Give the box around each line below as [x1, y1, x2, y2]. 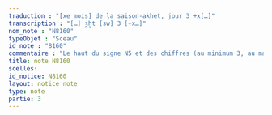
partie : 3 [8, 95, 42, 103]
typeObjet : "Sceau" [8, 34, 79, 43]
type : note [8, 87, 45, 96]
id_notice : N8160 [8, 72, 67, 80]
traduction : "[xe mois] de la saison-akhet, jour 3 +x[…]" [8, 11, 216, 20]
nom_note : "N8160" [8, 27, 74, 35]
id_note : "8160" [8, 42, 67, 50]
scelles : [8, 65, 38, 73]
